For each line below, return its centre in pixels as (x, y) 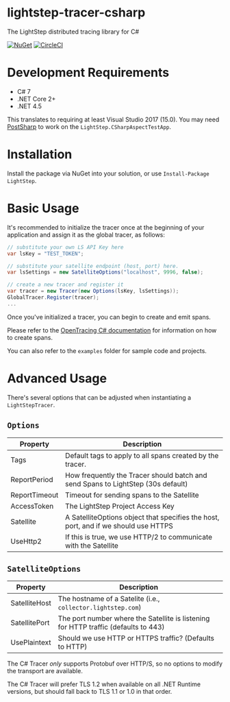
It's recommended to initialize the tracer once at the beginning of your (106, 227)
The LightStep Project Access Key (119, 506)
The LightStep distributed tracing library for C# (73, 32)
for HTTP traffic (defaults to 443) (111, 627)
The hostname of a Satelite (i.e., (109, 599)
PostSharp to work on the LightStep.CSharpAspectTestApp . (89, 126)
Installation (40, 155)
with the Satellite (91, 545)
